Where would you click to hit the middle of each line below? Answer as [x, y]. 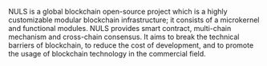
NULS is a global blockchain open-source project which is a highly [118, 12]
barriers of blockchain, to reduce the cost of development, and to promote [131, 45]
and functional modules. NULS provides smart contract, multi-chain [120, 28]
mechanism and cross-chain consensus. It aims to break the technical [124, 37]
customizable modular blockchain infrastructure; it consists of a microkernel [134, 20]
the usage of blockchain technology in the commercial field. [107, 54]
